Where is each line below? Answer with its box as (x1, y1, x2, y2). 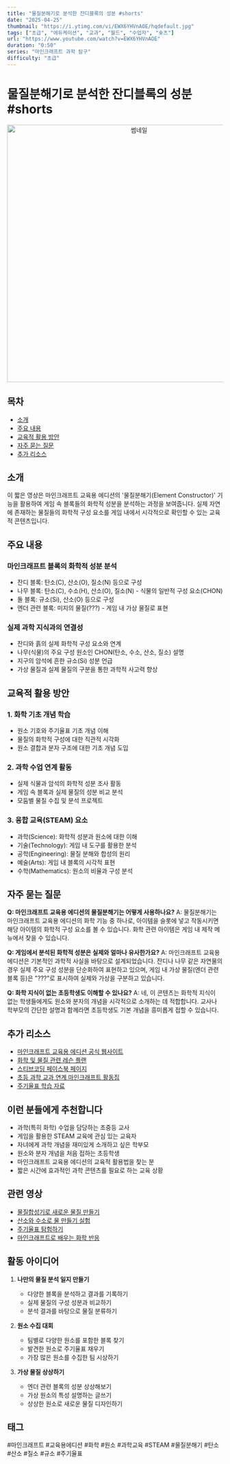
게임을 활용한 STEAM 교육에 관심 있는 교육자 (16, 1132, 137, 1140)
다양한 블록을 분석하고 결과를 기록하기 (27, 1290, 129, 1298)
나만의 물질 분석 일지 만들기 (16, 1275, 90, 1283)
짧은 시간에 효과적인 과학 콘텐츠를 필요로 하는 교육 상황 (16, 1166, 164, 1174)
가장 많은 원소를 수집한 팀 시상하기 (27, 1353, 119, 1361)
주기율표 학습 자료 (16, 1082, 65, 1090)
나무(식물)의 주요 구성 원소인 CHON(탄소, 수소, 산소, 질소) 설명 (16, 648, 185, 656)
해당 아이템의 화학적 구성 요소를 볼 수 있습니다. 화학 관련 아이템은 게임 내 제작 (7, 925, 214, 933)
